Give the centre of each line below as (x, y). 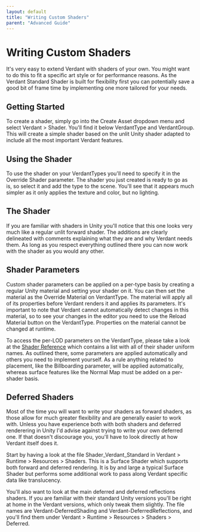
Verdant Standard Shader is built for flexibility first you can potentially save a (100, 82)
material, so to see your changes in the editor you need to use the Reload (96, 316)
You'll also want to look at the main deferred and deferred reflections (91, 492)
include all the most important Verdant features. (65, 140)
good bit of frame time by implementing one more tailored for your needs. (97, 88)
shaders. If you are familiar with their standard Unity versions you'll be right (99, 498)
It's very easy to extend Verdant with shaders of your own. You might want (98, 69)
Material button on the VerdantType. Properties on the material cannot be (96, 322)
